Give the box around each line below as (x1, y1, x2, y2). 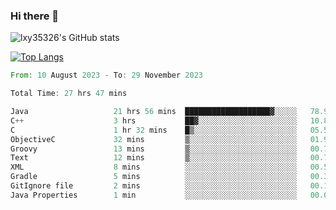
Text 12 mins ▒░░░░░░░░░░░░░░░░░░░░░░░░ (10, 153, 298, 163)
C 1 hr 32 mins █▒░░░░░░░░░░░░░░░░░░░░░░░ (10, 125, 298, 135)
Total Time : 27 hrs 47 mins (10, 89, 128, 99)
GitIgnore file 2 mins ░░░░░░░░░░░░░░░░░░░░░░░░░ (10, 181, 298, 191)
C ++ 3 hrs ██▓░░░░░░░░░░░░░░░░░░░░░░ (10, 115, 298, 126)
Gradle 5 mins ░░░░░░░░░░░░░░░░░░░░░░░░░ (10, 172, 298, 182)
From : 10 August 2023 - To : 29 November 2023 (10, 70, 203, 81)
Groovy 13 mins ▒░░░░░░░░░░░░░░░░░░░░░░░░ (10, 144, 298, 154)
